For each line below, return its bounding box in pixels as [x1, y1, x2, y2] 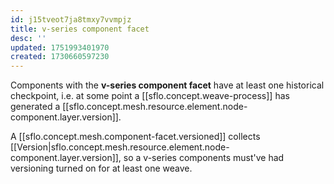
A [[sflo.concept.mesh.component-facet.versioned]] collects [10, 131, 261, 143]
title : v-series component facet [10, 24, 150, 34]
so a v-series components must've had [123, 152, 285, 164]
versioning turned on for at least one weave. [10, 162, 193, 175]
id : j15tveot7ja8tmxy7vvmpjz [10, 14, 132, 25]
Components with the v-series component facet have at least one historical [10, 79, 325, 91]
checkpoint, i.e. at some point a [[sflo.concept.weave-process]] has [10, 90, 290, 102]
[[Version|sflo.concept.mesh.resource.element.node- [10, 141, 230, 153]
